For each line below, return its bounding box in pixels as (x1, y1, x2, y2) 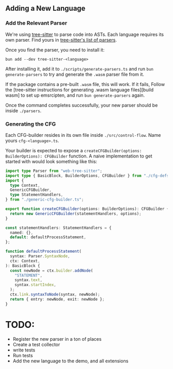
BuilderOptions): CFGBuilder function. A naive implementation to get (5, 153, 153, 159)
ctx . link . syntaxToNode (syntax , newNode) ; (10, 292, 100, 297)
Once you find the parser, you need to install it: (5, 46, 105, 53)
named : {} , (10, 230, 33, 235)
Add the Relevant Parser (5, 20, 67, 27)
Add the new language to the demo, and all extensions (12, 358, 129, 364)
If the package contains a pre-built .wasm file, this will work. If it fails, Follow (5, 81, 165, 87)
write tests (12, 347, 36, 353)
